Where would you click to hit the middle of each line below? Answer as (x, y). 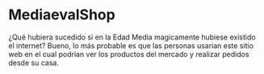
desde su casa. (34, 63)
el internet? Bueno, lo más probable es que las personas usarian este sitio (131, 45)
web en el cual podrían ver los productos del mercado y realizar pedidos (129, 54)
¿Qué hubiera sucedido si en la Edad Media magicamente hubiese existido (132, 37)
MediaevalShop (62, 15)
